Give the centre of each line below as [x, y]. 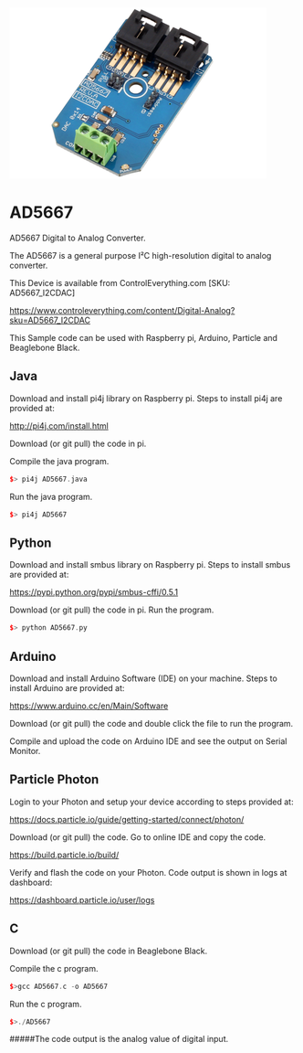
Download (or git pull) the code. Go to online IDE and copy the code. [138, 837]
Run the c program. [46, 1004]
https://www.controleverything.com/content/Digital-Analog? [122, 310]
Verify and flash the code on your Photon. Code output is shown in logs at [148, 872]
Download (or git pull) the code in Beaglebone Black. [109, 951]
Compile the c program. [54, 968]
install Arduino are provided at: [67, 688]
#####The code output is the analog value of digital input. [119, 1039]
